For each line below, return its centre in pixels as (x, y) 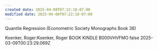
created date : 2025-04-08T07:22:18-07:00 (48, 10)
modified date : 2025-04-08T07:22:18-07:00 (49, 14)
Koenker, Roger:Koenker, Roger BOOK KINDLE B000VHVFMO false (72, 38)
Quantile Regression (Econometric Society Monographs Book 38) (71, 28)
